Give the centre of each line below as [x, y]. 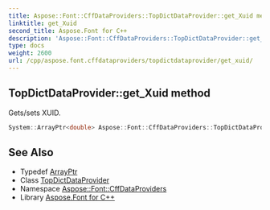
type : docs [27, 46]
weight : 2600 [30, 53]
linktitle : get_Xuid [43, 23]
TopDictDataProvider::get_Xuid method [110, 93]
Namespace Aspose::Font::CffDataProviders [93, 189]
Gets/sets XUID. [35, 113]
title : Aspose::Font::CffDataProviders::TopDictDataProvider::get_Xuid [131, 16]
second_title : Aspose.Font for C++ [68, 31]
